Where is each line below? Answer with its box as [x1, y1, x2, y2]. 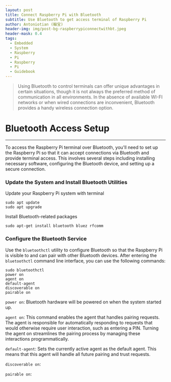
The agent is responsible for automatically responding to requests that [5, 319, 153, 325]
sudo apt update [5, 200, 40, 206]
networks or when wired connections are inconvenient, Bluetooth [17, 99, 155, 105]
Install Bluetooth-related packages [5, 214, 77, 220]
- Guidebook [10, 69, 36, 74]
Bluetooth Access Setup [5, 123, 110, 134]
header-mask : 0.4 [5, 31, 42, 36]
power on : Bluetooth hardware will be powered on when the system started [5, 299, 162, 305]
